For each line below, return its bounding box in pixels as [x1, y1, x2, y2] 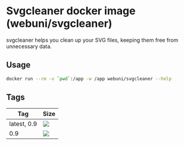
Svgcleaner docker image [6, 4, 136, 18]
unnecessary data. [6, 43, 52, 50]
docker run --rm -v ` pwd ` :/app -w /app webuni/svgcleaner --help [6, 75, 171, 81]
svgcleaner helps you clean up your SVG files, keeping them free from [6, 36, 179, 43]
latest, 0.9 [9, 120, 38, 128]
